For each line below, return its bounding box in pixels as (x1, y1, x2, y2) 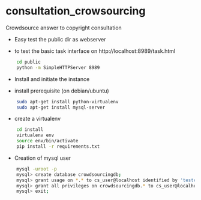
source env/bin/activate (16, 138, 79, 144)
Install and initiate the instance (14, 75, 90, 82)
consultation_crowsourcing (5, 4, 146, 18)
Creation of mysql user (14, 154, 71, 162)
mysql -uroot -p (16, 166, 58, 172)
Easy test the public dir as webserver (14, 35, 106, 43)
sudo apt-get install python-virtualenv (16, 98, 119, 105)
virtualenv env (16, 132, 55, 139)
